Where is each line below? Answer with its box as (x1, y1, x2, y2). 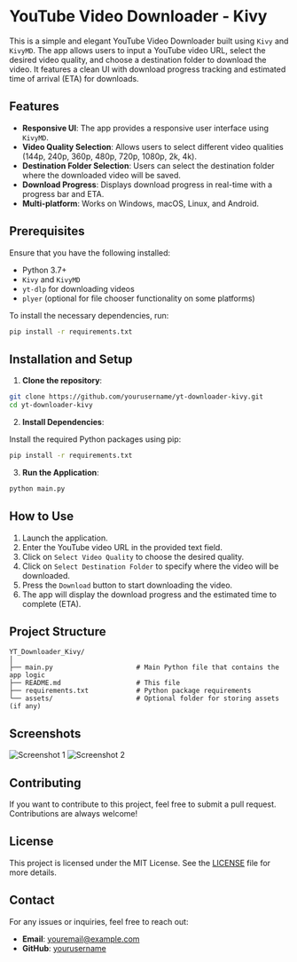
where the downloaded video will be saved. (21, 170, 182, 180)
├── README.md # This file (9, 679, 180, 688)
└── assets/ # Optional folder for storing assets (9, 694, 279, 703)
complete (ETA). (21, 598, 82, 609)
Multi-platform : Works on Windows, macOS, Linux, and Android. (21, 198, 260, 209)
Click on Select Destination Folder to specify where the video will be (21, 561, 279, 572)
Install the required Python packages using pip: (9, 434, 182, 445)
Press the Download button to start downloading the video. (21, 580, 233, 590)
